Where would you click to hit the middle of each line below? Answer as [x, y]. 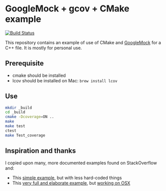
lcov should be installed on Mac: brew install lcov [65, 80]
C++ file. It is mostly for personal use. [44, 48]
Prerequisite [25, 63]
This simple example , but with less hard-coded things [67, 178]
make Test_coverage [25, 135]
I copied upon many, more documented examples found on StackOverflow [81, 163]
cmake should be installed [39, 75]
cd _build [15, 112]
